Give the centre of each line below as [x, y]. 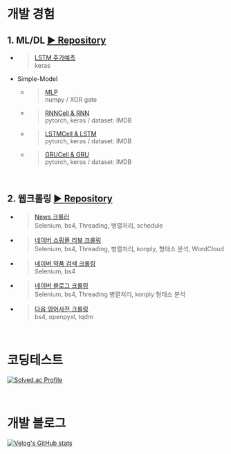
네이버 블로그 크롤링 [61, 285]
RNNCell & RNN [67, 113]
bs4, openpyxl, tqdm [64, 316]
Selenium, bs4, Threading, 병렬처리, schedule [99, 225]
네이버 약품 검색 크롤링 [65, 263]
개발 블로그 [37, 423]
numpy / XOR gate [71, 100]
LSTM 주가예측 [55, 57]
